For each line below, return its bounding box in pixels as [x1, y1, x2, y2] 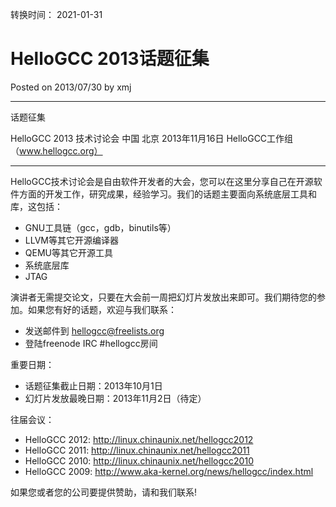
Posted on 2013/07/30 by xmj [10, 81, 132, 93]
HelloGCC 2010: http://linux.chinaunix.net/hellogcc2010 [24, 454, 254, 467]
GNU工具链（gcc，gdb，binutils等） [24, 221, 177, 233]
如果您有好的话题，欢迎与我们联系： [27, 303, 177, 315]
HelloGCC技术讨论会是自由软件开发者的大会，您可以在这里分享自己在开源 [10, 175, 314, 187]
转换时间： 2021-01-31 [10, 9, 103, 20]
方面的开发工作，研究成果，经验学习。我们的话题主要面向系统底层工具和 [18, 188, 317, 200]
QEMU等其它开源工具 [24, 246, 113, 258]
